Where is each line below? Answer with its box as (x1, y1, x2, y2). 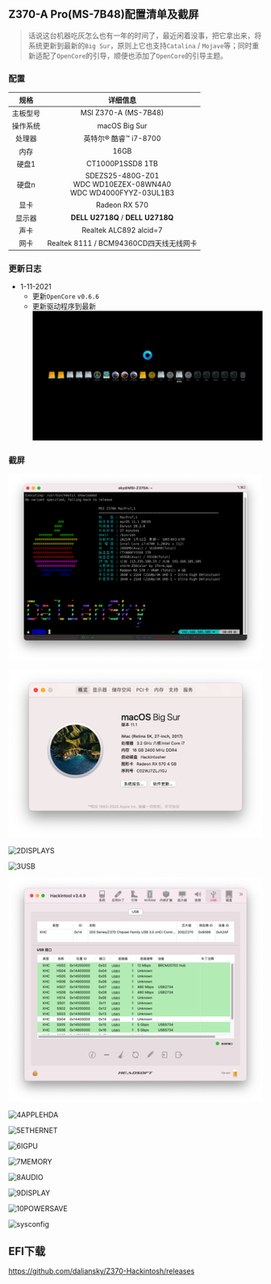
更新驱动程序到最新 (31, 301, 97, 311)
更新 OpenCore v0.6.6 (31, 291, 99, 301)
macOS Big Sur (97, 120, 148, 131)
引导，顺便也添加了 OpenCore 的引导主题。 (92, 51, 228, 60)
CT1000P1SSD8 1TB (85, 159, 159, 169)
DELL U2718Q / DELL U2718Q (70, 213, 174, 223)
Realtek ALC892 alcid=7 (81, 225, 163, 236)
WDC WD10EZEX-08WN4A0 (73, 180, 172, 190)
